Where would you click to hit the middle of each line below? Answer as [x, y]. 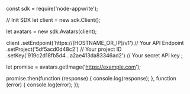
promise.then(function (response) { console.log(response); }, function [91, 78]
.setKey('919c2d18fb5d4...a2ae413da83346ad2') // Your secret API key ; [94, 55]
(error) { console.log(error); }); [43, 85]
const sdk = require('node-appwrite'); [52, 9]
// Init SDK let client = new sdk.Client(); [53, 20]
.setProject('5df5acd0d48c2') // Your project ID [64, 49]
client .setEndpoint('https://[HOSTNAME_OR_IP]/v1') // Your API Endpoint [95, 43]
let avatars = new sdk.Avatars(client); [51, 31]
